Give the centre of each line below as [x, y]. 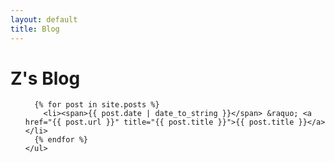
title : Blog [35, 29]
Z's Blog [45, 78]
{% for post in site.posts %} [97, 105]
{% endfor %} [61, 140]
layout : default [44, 19]
